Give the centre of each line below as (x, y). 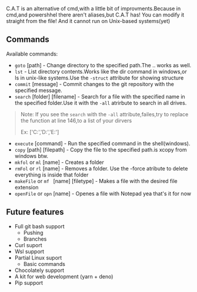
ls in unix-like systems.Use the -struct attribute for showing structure (99, 78)
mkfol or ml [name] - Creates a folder (59, 162)
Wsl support (29, 251)
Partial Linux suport (38, 257)
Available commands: (32, 54)
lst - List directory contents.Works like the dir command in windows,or (101, 71)
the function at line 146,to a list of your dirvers (76, 120)
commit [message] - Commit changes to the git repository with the (94, 84)
